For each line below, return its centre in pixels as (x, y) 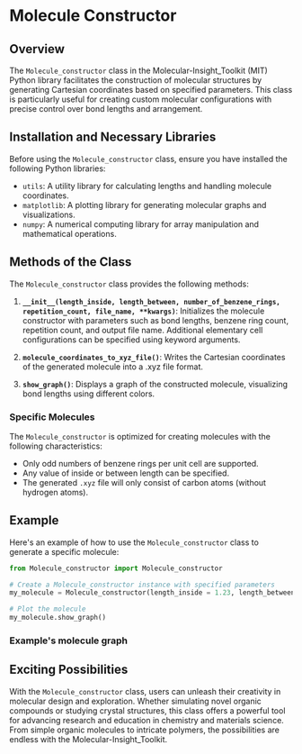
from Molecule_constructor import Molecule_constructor (116, 568)
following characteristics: (56, 446)
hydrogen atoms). (55, 492)
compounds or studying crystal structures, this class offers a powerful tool (147, 710)
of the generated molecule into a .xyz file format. (113, 367)
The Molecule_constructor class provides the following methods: (129, 284)
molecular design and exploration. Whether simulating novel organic (136, 701)
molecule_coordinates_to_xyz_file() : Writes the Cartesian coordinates (154, 357)
